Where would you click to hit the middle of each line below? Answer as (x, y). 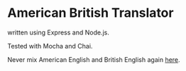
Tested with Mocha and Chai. (50, 46)
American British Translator (91, 13)
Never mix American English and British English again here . (94, 59)
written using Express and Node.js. (59, 32)
